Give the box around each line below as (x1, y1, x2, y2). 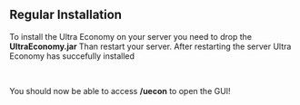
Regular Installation (9, 7, 123, 23)
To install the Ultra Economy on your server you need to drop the (9, 31, 253, 42)
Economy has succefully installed (9, 50, 135, 62)
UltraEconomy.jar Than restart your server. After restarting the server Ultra (9, 41, 292, 52)
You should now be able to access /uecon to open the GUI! (9, 85, 231, 96)
